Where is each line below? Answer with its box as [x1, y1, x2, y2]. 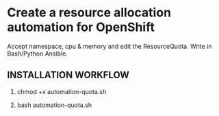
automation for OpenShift [7, 19, 155, 35]
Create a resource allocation [7, 5, 172, 21]
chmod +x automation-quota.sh [16, 87, 107, 95]
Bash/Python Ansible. [7, 49, 68, 58]
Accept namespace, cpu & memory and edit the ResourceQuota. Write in [7, 42, 212, 50]
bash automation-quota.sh [16, 101, 92, 109]
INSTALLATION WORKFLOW [7, 69, 130, 81]
